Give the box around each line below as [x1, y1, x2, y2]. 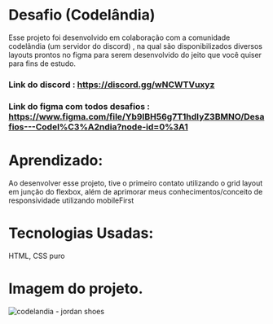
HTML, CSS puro [8, 251, 65, 261]
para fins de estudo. [8, 59, 76, 68]
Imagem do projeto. [8, 279, 143, 298]
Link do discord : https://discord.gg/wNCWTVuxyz [8, 79, 215, 90]
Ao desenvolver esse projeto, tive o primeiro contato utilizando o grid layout [8, 177, 263, 188]
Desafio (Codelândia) [8, 6, 156, 24]
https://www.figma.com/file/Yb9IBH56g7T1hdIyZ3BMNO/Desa [8, 111, 265, 122]
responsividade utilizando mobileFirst [8, 195, 134, 205]
